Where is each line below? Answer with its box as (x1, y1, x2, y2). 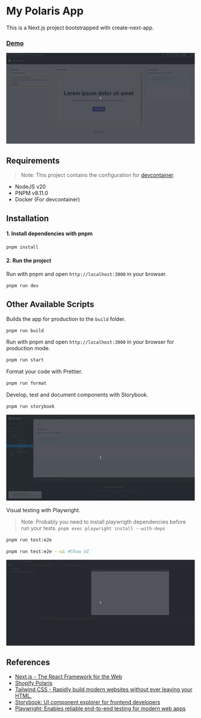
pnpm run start (6, 357, 44, 363)
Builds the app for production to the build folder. (6, 315, 126, 322)
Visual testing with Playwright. (6, 506, 81, 513)
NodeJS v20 (14, 183, 46, 190)
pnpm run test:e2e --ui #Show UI (6, 548, 90, 554)
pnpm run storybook (6, 404, 55, 410)
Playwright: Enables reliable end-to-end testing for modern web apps (14, 705, 186, 712)
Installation (6, 213, 49, 223)
